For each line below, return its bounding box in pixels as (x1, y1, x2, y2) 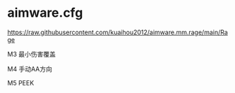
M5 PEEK (7, 78, 35, 87)
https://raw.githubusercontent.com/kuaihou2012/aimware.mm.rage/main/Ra (7, 28, 228, 36)
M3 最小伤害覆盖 (7, 50, 56, 58)
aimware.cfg (7, 5, 83, 21)
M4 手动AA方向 (7, 64, 53, 73)
